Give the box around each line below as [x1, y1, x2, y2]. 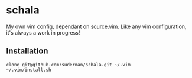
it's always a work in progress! [6, 29, 80, 36]
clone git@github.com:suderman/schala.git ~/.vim [6, 62, 131, 67]
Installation [6, 46, 48, 56]
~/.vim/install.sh [6, 67, 51, 73]
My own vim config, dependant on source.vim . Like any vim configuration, [6, 23, 187, 30]
